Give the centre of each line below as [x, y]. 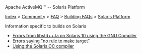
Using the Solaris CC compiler [43, 46]
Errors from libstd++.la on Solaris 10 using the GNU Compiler [74, 36]
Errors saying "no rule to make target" [51, 41]
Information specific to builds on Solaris [46, 26]
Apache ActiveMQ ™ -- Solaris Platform [45, 7]
